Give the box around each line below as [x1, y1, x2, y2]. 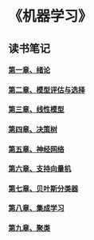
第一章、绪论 [8, 65, 50, 75]
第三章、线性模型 [8, 104, 65, 114]
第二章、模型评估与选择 [8, 85, 85, 94]
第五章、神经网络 [8, 144, 65, 154]
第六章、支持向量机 [8, 164, 72, 174]
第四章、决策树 [8, 124, 57, 134]
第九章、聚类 [8, 222, 50, 232]
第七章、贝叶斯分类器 [8, 183, 78, 193]
